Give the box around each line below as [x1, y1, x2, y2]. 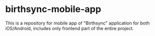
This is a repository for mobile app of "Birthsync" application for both [5, 20, 150, 26]
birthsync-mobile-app [5, 3, 102, 15]
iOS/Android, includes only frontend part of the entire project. [5, 25, 134, 31]
